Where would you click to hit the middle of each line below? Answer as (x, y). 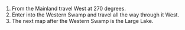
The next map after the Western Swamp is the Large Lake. (82, 21)
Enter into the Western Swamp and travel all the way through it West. (95, 15)
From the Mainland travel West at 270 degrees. (69, 9)
